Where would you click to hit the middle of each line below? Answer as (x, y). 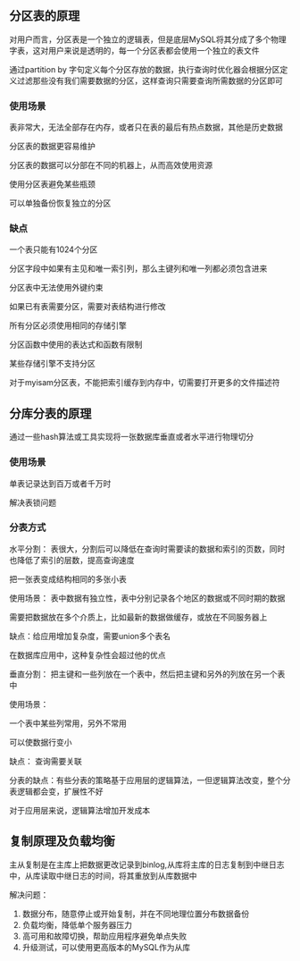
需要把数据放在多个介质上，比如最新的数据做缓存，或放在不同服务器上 (138, 617)
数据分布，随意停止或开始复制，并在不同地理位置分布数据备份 (136, 914)
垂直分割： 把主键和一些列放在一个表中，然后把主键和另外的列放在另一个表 (147, 674)
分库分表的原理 (50, 413)
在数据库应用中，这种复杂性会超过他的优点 (87, 654)
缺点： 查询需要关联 (46, 761)
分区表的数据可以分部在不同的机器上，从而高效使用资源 (111, 165)
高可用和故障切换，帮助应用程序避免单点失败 (104, 936)
